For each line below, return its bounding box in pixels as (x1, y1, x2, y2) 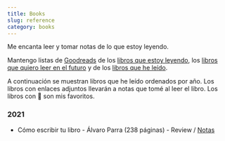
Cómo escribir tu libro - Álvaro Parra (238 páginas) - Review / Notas (17, 126, 215, 134)
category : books (7, 23, 55, 30)
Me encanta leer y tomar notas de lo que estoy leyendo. (7, 43, 169, 51)
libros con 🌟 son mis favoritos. (7, 92, 95, 100)
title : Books (7, 10, 46, 18)
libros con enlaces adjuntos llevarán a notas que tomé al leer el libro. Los (7, 85, 218, 93)
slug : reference (7, 17, 55, 24)
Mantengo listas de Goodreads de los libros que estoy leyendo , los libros (7, 56, 218, 65)
